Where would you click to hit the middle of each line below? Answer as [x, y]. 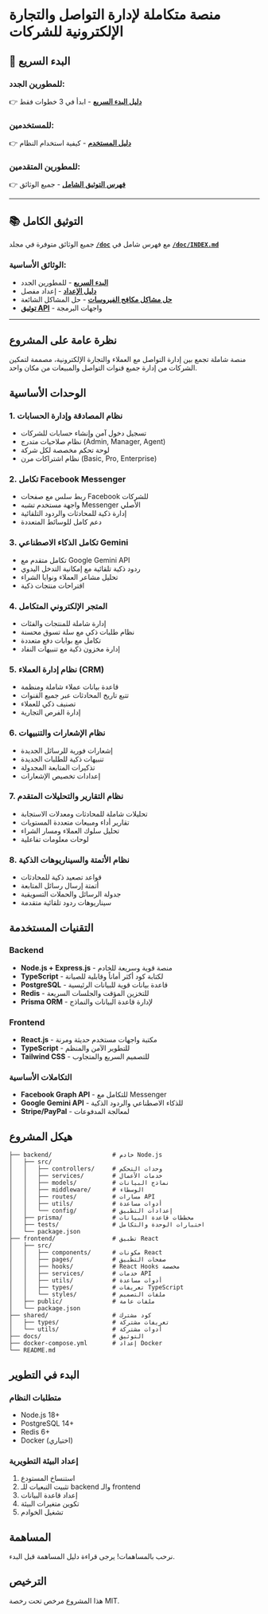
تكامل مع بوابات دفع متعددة [61, 640]
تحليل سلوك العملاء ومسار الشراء [70, 830]
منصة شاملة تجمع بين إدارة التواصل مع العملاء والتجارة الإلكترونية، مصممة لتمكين [128, 360]
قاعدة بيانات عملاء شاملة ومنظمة [69, 687]
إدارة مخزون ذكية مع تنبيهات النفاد [70, 648]
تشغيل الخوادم [42, 1512]
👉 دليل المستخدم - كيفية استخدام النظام [70, 143]
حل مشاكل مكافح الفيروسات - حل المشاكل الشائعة [96, 299]
